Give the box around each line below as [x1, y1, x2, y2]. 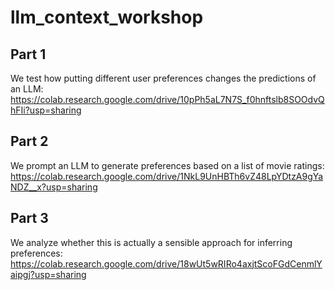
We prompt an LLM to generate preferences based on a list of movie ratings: [10, 159, 325, 171]
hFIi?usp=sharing [10, 104, 82, 116]
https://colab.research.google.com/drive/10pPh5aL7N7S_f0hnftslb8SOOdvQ [10, 94, 325, 105]
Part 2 [10, 133, 49, 150]
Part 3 [10, 210, 49, 227]
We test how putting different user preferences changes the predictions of [10, 72, 317, 84]
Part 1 [10, 46, 47, 63]
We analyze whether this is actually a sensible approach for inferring [10, 236, 293, 248]
